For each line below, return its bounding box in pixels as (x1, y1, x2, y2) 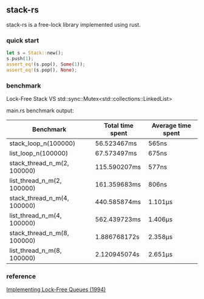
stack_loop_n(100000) (9, 139, 76, 148)
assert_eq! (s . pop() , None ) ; (6, 67, 78, 73)
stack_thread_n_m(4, (9, 194, 69, 202)
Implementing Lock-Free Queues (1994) (6, 286, 106, 294)
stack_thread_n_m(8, (9, 229, 69, 237)
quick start (6, 36, 39, 44)
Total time (104, 121, 134, 129)
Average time (151, 121, 191, 129)
